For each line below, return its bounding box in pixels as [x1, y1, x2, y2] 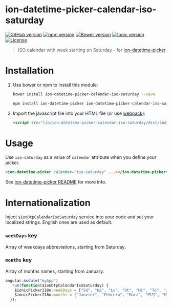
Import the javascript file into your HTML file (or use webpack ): [12, 110, 146, 116]
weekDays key [5, 232, 37, 239]
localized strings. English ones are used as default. [5, 219, 113, 226]
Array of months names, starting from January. [5, 268, 104, 274]
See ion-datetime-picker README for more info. [5, 179, 106, 185]
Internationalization [5, 197, 91, 209]
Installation [5, 65, 54, 76]
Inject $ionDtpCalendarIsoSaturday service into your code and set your [5, 214, 154, 220]
